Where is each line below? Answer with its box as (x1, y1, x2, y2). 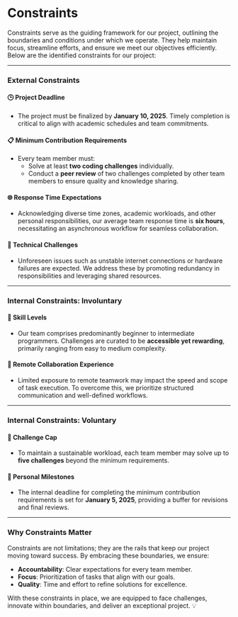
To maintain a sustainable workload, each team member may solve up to (17, 448, 229, 458)
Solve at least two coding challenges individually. (28, 162, 174, 171)
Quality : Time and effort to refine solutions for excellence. (17, 579, 188, 589)
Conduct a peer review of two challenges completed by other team (28, 169, 225, 178)
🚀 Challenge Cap (7, 433, 58, 441)
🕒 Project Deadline (7, 94, 65, 102)
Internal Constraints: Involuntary (7, 295, 123, 305)
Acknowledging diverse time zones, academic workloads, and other (17, 209, 216, 217)
